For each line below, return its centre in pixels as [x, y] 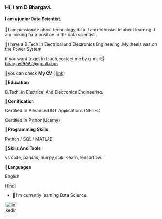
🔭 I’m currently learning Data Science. [50, 195]
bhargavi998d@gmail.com [32, 64]
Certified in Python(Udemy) [32, 120]
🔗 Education [17, 83]
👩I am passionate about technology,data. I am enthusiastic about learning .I [80, 30]
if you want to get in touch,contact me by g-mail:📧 [55, 59]
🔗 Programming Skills [27, 129]
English [12, 176]
